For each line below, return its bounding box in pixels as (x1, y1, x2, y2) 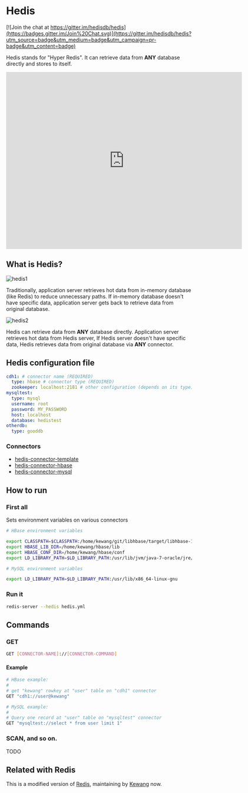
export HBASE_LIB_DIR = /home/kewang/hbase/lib (6, 544, 120, 550)
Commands (6, 620, 50, 630)
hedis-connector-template (14, 456, 79, 463)
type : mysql (11, 395, 41, 402)
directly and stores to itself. (6, 60, 72, 67)
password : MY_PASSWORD (11, 406, 67, 412)
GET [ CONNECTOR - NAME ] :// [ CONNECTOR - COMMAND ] (6, 651, 117, 657)
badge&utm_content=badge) (6, 42, 76, 50)
